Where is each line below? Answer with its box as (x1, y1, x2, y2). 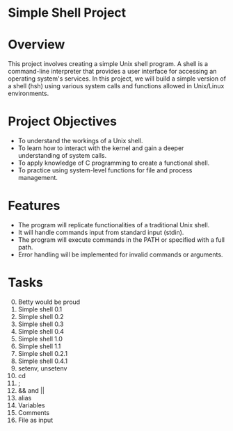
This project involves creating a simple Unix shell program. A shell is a (8, 60, 208, 68)
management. (17, 174, 58, 182)
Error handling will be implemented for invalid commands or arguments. (17, 250, 223, 259)
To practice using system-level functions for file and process (17, 166, 193, 174)
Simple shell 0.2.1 (17, 349, 68, 357)
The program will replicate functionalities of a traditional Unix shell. (17, 221, 210, 229)
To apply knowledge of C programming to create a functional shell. (17, 158, 210, 168)
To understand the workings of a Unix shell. (17, 137, 143, 145)
